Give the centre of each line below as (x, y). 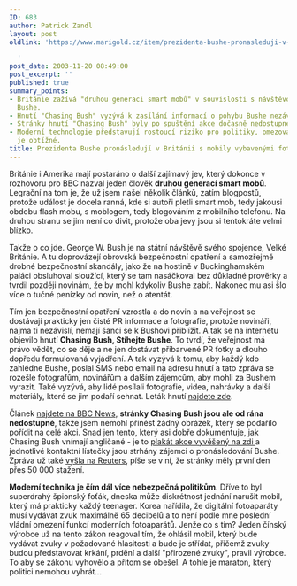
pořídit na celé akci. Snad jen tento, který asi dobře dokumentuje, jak (134, 432)
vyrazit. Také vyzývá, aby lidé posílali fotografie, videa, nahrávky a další (140, 387)
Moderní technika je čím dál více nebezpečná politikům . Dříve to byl (136, 487)
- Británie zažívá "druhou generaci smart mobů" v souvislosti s (132, 99)
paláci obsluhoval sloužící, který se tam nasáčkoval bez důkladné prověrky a (148, 275)
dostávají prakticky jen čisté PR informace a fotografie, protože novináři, (141, 320)
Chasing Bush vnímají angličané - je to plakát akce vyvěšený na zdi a (135, 441)
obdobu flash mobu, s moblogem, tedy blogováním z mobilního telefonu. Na (147, 211)
